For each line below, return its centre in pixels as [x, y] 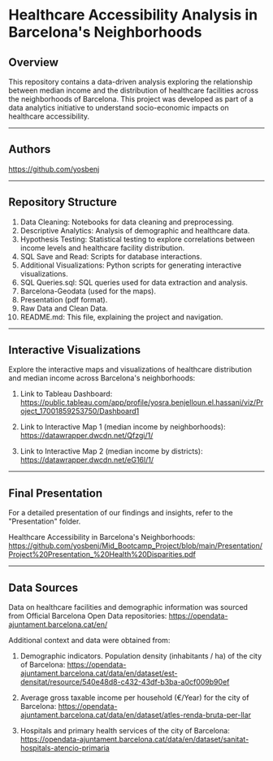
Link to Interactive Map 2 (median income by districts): [111, 451]
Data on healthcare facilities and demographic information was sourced [128, 607]
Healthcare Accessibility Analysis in [133, 15]
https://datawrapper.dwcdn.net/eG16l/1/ [87, 460]
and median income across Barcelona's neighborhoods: [102, 378]
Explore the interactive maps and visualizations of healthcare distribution [130, 370]
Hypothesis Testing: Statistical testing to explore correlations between [137, 239]
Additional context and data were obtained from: [89, 641]
